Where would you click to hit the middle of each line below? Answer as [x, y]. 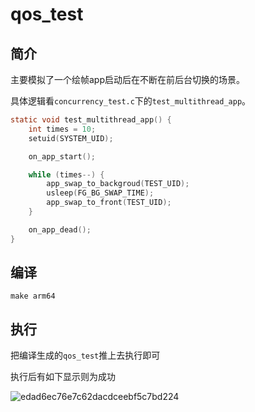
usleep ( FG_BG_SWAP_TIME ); [100, 193]
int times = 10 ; [62, 129]
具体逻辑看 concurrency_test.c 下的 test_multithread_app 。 [131, 101]
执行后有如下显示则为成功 [63, 377]
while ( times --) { [66, 174]
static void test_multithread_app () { [91, 120]
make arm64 [33, 296]
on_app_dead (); [60, 229]
